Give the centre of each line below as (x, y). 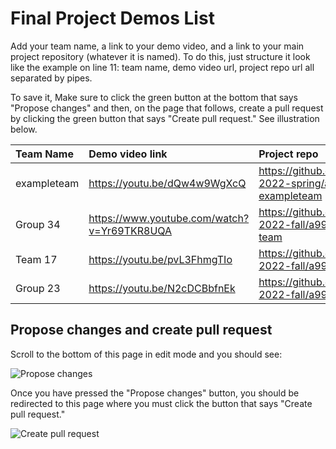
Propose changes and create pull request (141, 330)
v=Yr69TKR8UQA (130, 230)
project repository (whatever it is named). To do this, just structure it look (160, 56)
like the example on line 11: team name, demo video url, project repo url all (162, 67)
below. (24, 129)
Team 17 (36, 259)
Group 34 (38, 224)
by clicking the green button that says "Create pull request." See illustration (165, 118)
